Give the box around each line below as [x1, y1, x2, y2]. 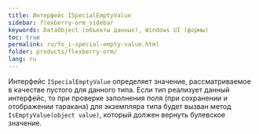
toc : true [8, 33, 41, 42]
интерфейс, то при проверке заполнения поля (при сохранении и [8, 93, 228, 103]
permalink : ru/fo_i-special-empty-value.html [8, 41, 159, 49]
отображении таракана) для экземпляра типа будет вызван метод [8, 101, 232, 110]
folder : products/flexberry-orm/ [8, 48, 118, 56]
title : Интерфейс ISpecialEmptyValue [8, 11, 132, 20]
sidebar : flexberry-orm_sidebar [8, 19, 114, 27]
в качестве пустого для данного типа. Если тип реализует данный [8, 85, 230, 94]
